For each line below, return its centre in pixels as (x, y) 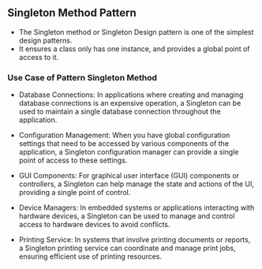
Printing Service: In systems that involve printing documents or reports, (135, 240)
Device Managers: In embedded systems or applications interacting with (137, 207)
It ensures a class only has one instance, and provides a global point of (134, 49)
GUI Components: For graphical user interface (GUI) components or (129, 176)
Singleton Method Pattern (72, 13)
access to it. (39, 57)
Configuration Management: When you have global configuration (124, 135)
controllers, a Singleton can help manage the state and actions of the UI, (136, 184)
